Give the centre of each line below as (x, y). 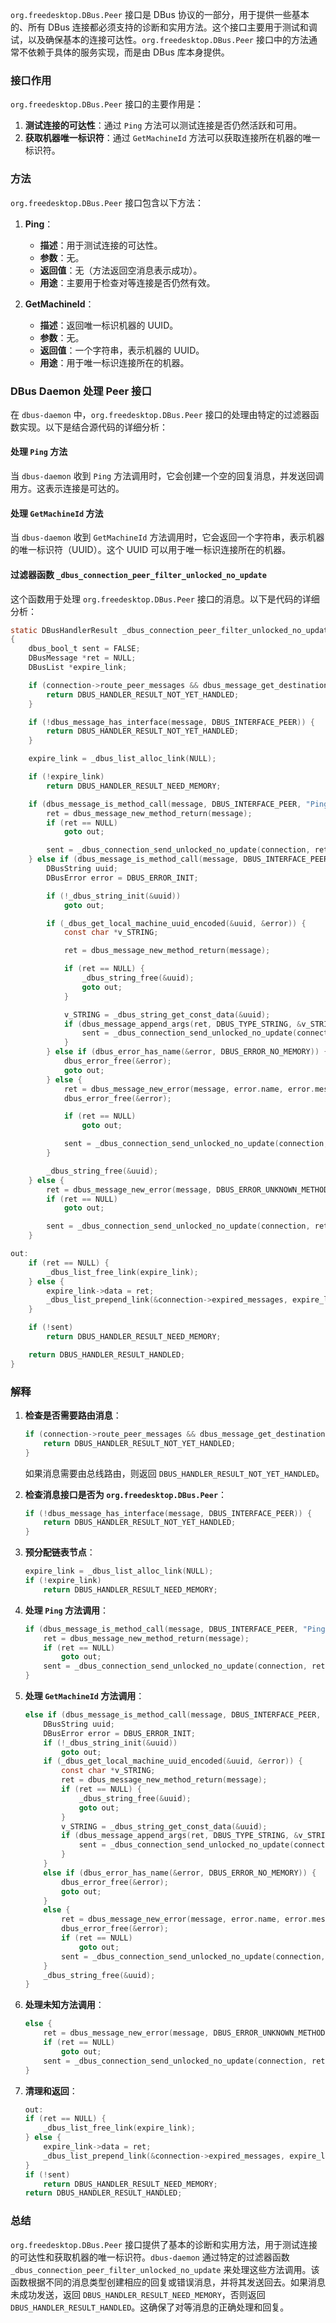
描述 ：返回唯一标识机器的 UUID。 (109, 325)
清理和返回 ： (51, 2090)
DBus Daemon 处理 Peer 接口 (81, 391)
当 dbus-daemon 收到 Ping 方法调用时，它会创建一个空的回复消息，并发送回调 (167, 476)
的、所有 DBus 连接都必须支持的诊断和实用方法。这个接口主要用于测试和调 (164, 27)
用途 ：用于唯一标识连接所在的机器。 (114, 362)
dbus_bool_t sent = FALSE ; (84, 649)
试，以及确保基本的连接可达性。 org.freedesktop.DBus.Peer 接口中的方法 (159, 39)
